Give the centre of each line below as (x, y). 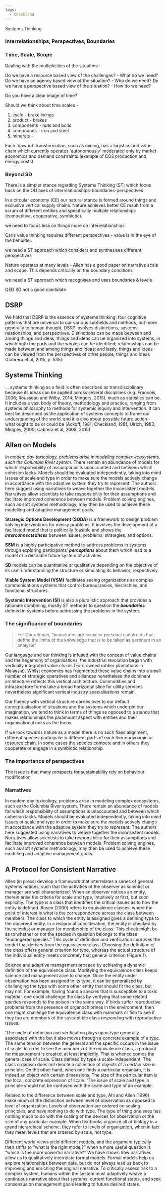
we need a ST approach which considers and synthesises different (73, 250)
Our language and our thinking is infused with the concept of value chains (81, 655)
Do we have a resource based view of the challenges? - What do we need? (82, 75)
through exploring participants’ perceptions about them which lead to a (78, 550)
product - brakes (29, 120)
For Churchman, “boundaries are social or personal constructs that (85, 634)
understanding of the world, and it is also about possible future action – (78, 419)
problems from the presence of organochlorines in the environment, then (80, 1007)
